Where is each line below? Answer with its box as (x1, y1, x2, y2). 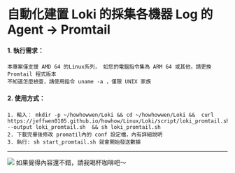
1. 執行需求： (7, 46, 44, 55)
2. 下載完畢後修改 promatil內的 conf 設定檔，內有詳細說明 (7, 131, 163, 138)
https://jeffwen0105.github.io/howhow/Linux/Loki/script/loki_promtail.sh (7, 117, 230, 125)
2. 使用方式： (7, 94, 45, 102)
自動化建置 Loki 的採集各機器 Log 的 (7, 6, 213, 22)
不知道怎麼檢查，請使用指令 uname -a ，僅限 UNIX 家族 (7, 78, 152, 85)
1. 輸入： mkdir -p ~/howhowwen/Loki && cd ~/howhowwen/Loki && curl (7, 111, 215, 118)
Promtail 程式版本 (7, 71, 57, 78)
